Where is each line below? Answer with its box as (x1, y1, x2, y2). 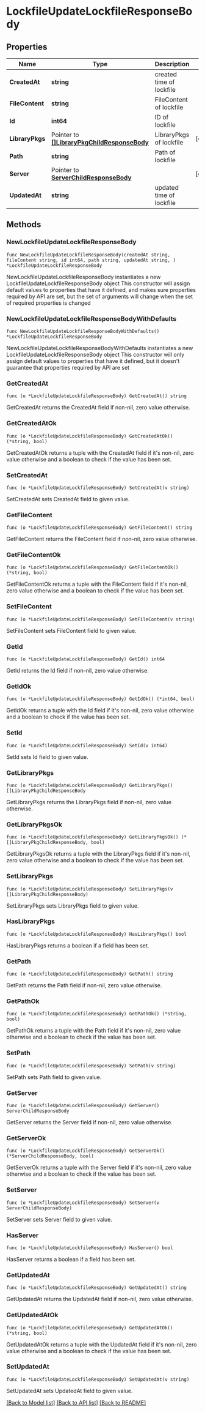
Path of (154, 148, 176, 157)
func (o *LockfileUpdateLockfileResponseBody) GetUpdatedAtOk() (6, 1324, 173, 1331)
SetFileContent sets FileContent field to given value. (6, 627, 137, 634)
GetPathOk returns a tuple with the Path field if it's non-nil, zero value (6, 1027, 181, 1034)
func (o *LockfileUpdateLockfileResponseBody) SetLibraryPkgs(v (6, 886, 173, 892)
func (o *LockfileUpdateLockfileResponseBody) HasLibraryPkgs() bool (6, 931, 187, 937)
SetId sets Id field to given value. (6, 753, 88, 760)
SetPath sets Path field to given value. (6, 1073, 102, 1081)
